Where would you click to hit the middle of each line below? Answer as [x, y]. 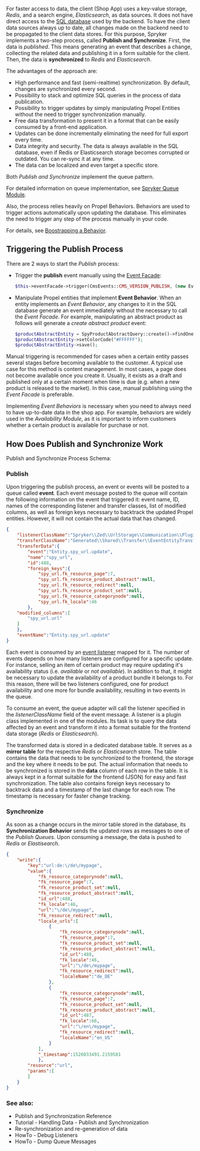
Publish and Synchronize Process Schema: [59, 458]
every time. [29, 140]
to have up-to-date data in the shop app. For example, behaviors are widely [99, 412]
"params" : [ [41, 1071]
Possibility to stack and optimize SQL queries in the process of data [98, 95]
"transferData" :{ [38, 546]
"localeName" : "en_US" [86, 1037]
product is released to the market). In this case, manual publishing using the [99, 388]
